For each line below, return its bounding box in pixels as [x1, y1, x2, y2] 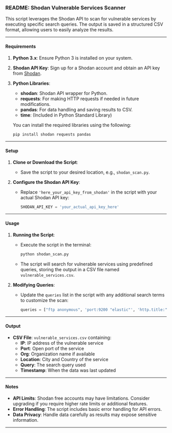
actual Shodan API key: [20, 194, 70, 200]
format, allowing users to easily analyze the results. [5, 27, 114, 33]
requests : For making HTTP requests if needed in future [20, 96, 139, 102]
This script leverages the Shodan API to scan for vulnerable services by [5, 16, 156, 22]
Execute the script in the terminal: [20, 241, 92, 248]
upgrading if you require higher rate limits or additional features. [12, 400, 148, 407]
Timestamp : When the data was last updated [20, 367, 116, 373]
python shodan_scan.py [20, 251, 69, 257]
